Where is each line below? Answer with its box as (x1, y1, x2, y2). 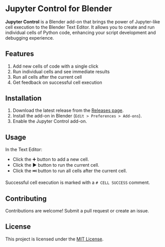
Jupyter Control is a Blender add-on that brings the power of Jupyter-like (5, 18, 160, 24)
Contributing (5, 194, 47, 203)
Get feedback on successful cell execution (12, 79, 102, 85)
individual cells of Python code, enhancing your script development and (5, 29, 156, 36)
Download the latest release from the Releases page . (12, 107, 124, 113)
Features (5, 50, 34, 58)
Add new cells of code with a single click (12, 63, 98, 69)
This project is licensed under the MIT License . (5, 236, 104, 242)
